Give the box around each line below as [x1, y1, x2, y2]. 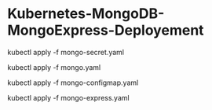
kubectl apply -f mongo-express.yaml [7, 93, 130, 102]
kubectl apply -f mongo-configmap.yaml [7, 78, 139, 87]
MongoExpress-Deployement [7, 21, 205, 39]
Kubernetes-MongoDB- [7, 5, 165, 23]
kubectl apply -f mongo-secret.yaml [7, 47, 125, 57]
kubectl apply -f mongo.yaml [7, 62, 101, 71]
